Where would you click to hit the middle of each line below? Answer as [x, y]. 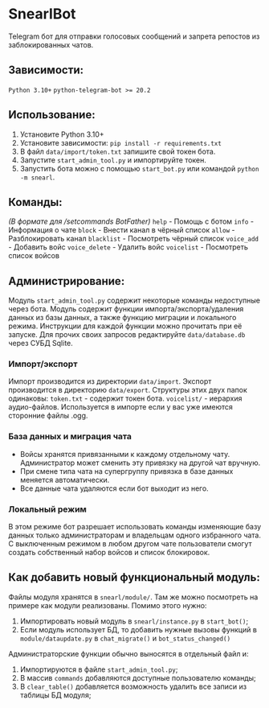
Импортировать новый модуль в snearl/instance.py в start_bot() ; [134, 621]
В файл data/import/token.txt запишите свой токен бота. [118, 151]
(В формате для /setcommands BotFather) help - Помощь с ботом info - [131, 221]
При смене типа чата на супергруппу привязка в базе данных [126, 471]
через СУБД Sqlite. [41, 344]
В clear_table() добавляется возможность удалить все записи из [133, 686]
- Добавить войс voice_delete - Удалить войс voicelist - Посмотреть [128, 247]
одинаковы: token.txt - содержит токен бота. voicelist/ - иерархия [125, 398]
